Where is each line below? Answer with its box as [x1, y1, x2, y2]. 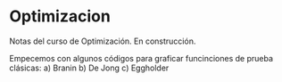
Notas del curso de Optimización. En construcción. [9, 36, 196, 46]
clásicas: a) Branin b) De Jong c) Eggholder [9, 62, 170, 73]
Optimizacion [9, 6, 112, 27]
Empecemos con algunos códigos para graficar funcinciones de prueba [9, 53, 274, 63]
